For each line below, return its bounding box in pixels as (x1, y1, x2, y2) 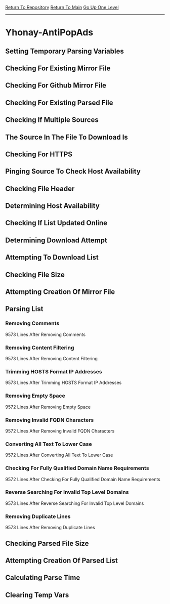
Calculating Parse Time (5, 574, 80, 582)
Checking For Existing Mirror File (5, 64, 111, 72)
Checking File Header (5, 184, 75, 193)
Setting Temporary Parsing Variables (5, 47, 124, 55)
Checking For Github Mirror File (5, 81, 106, 90)
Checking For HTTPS (5, 150, 72, 158)
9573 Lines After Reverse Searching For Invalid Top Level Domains (5, 500, 144, 506)
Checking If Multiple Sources (5, 116, 99, 124)
